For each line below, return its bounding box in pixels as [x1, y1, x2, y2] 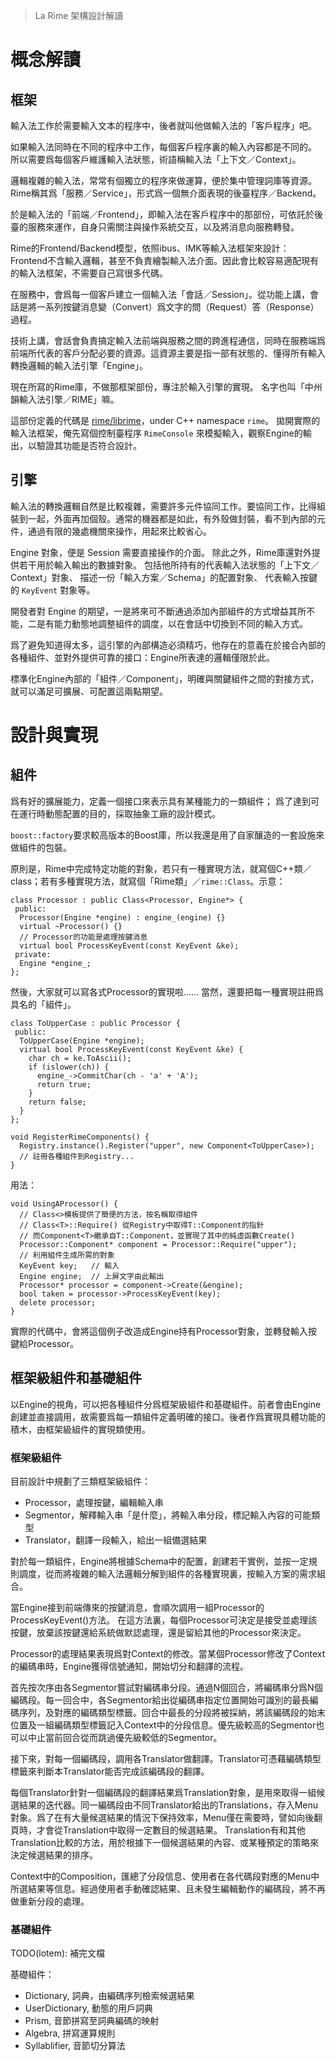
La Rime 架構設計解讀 [34, 10, 124, 21]
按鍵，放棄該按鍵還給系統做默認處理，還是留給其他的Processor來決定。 [10, 1626, 307, 1638]
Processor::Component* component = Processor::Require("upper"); [19, 1239, 298, 1249]
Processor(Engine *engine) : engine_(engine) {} [19, 912, 226, 923]
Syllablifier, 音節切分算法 [24, 2040, 126, 2052]
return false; [28, 1097, 87, 1107]
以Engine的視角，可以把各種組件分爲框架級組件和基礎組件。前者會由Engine [10, 1398, 322, 1410]
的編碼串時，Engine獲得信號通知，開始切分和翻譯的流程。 [10, 1660, 250, 1672]
